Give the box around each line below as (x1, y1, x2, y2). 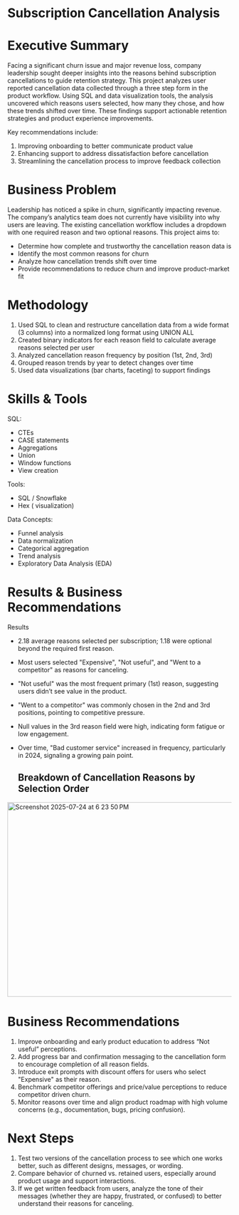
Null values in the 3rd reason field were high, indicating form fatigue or (17, 721, 225, 731)
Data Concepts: (7, 515, 53, 523)
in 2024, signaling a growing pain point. (17, 751, 134, 759)
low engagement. (17, 729, 69, 738)
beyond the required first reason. (17, 644, 115, 652)
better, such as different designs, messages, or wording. (17, 1161, 184, 1169)
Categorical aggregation (17, 543, 89, 553)
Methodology (7, 297, 89, 313)
